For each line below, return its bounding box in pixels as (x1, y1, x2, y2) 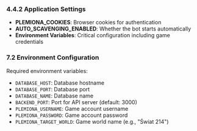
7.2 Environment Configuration (6, 54, 99, 62)
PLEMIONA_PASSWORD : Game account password (15, 112, 128, 119)
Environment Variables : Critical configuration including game (15, 32, 171, 39)
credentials (15, 38, 44, 46)
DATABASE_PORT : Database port (15, 85, 90, 93)
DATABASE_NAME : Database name (15, 92, 93, 99)
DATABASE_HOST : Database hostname (15, 79, 105, 87)
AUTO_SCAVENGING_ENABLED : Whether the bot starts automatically (15, 25, 192, 32)
